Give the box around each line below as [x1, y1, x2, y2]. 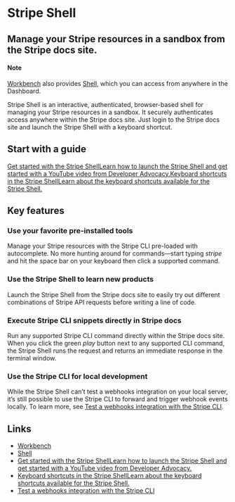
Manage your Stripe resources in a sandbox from [7, 33, 226, 45]
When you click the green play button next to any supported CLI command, [7, 339, 225, 347]
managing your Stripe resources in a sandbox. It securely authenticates [7, 108, 214, 116]
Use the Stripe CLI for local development [7, 371, 148, 381]
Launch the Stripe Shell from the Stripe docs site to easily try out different [7, 290, 220, 299]
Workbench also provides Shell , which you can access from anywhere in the [7, 79, 228, 87]
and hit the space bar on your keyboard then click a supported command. [7, 257, 220, 265]
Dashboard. [7, 87, 41, 95]
